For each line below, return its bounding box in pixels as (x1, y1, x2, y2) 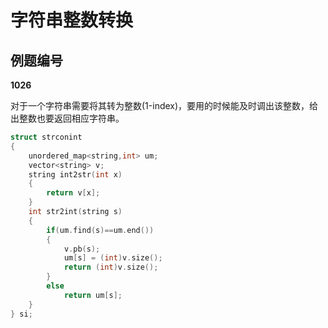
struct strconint (10, 132, 83, 142)
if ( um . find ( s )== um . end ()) (46, 225, 155, 235)
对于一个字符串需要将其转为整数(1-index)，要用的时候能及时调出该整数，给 (10, 100, 319, 111)
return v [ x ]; (46, 188, 101, 198)
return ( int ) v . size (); (63, 262, 159, 273)
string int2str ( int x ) (28, 169, 123, 180)
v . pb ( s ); (63, 244, 101, 254)
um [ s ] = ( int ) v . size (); (63, 253, 163, 263)
